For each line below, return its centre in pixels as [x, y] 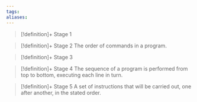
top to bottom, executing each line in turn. [72, 75]
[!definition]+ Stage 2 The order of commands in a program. [94, 46]
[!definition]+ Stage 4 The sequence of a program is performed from [104, 68]
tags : [13, 12]
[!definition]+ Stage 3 [46, 57]
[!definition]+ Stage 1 [46, 34]
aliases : [17, 17]
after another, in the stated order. [61, 93]
